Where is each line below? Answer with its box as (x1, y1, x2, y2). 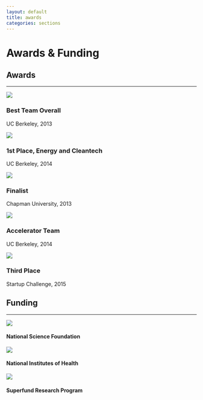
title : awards (6, 14, 42, 21)
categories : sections (6, 20, 61, 26)
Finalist (6, 186, 28, 195)
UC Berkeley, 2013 (6, 120, 53, 127)
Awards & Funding (6, 46, 100, 60)
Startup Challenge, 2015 (6, 280, 66, 287)
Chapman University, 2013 (6, 200, 72, 208)
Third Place (6, 267, 40, 275)
